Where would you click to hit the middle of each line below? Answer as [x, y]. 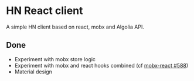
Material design [33, 72]
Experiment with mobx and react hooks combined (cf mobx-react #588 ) [101, 65]
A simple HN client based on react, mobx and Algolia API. [75, 27]
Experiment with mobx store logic [55, 59]
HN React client [45, 11]
